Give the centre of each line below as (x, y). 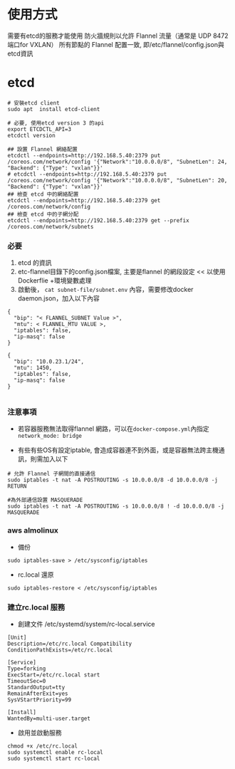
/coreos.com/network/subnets (51, 226)
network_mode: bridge (49, 436)
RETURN (17, 486)
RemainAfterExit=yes (38, 694)
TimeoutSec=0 (27, 681)
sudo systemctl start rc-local (54, 759)
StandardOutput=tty (36, 688)
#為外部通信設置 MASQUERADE (45, 500)
